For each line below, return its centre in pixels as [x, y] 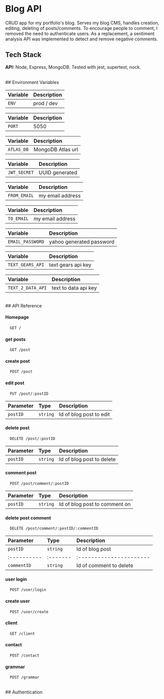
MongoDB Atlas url [56, 149]
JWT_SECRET [21, 172]
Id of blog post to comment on [95, 504]
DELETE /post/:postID [33, 439]
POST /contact [25, 656]
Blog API [24, 9]
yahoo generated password [82, 242]
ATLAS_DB [18, 149]
